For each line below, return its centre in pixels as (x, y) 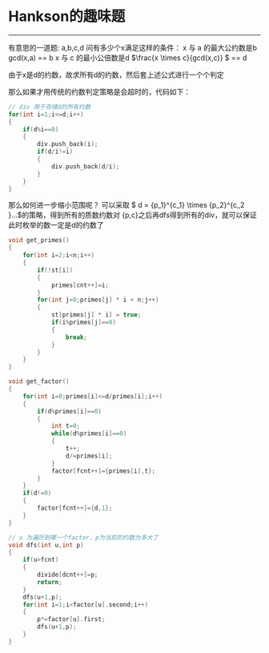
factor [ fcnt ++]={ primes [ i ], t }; (103, 471)
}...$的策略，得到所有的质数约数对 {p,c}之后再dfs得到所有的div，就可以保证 (133, 215)
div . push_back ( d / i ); (85, 166)
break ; (76, 337)
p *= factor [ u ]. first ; (71, 619)
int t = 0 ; (66, 426)
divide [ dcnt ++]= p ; (68, 575)
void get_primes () (39, 240)
